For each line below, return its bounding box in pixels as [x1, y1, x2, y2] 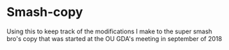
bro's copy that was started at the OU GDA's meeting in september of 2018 [6, 34, 222, 42]
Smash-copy [6, 4, 83, 20]
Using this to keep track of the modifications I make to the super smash [6, 27, 213, 35]
